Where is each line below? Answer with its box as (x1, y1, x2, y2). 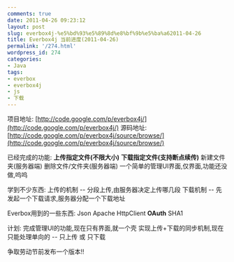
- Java (7, 62, 27, 69)
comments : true (7, 10, 52, 17)
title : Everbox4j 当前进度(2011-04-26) (7, 36, 119, 43)
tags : (7, 68, 23, 75)
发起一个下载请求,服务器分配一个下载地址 (7, 194, 126, 203)
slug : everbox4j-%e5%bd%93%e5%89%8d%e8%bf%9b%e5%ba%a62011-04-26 (7, 29, 201, 37)
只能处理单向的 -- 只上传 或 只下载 (7, 233, 106, 241)
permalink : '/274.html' (7, 43, 77, 50)
